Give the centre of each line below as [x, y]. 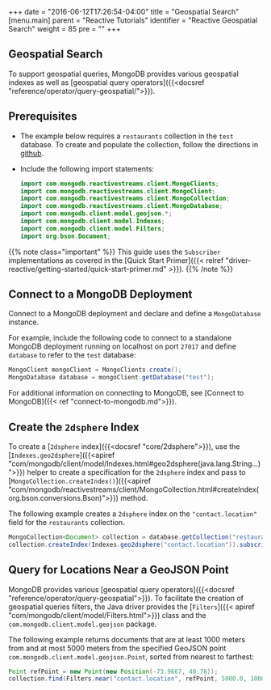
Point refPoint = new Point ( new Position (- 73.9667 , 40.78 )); [113, 671]
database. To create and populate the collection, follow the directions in [139, 144]
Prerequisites [43, 116]
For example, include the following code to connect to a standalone [120, 338]
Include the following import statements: [87, 168]
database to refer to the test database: [72, 355]
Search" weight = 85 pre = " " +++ [65, 29]
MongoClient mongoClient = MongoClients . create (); [95, 370]
